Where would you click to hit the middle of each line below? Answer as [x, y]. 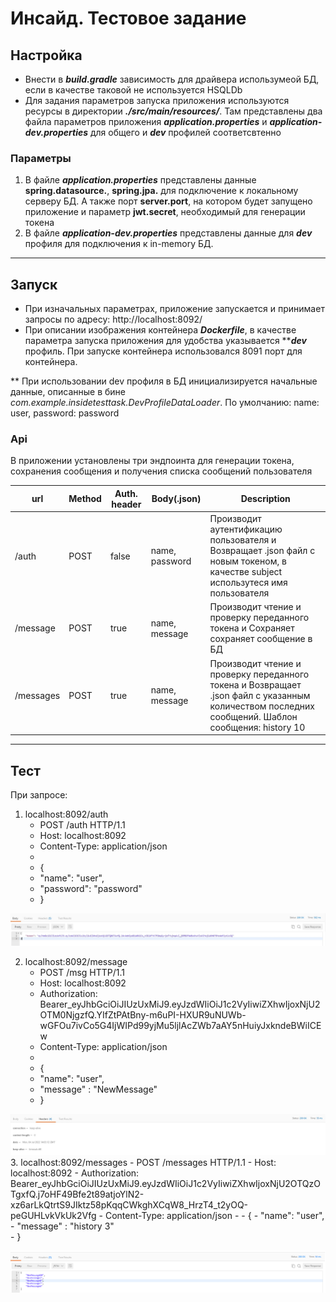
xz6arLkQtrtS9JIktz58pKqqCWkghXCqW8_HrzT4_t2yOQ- [129, 1205]
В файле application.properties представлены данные [140, 180]
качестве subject [246, 572]
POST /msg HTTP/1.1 [82, 973]
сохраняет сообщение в [261, 639]
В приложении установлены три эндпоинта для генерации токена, [152, 461]
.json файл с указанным [260, 695]
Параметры [41, 158]
